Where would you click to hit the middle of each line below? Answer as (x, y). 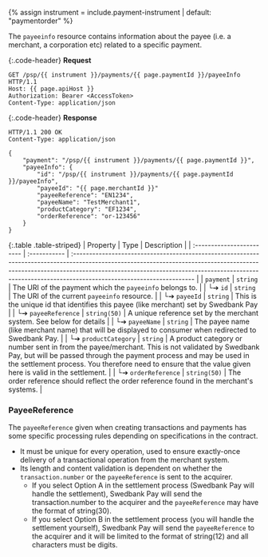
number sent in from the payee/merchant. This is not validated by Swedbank (134, 347)
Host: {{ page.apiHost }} (51, 89)
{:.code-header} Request (50, 60)
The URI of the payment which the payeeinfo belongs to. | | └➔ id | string (134, 287)
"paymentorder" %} (41, 21)
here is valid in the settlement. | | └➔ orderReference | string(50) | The (125, 372)
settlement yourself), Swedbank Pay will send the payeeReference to (143, 528)
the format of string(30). (71, 511)
